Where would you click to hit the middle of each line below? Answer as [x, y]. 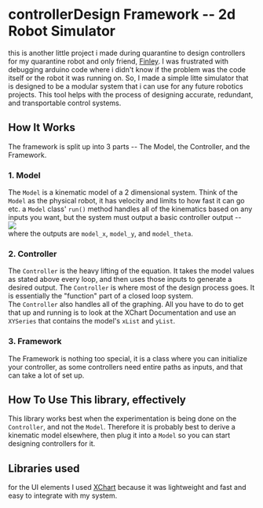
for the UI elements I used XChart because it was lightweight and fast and [127, 488]
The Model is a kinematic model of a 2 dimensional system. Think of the [123, 192]
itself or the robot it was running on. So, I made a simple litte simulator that [128, 78]
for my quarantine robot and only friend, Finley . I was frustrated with [119, 61]
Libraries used [44, 468]
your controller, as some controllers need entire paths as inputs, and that [126, 367]
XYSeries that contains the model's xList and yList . [92, 321]
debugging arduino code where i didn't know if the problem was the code [127, 69]
